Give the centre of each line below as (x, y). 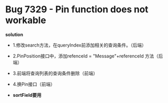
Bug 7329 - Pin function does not (77, 9)
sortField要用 (27, 95)
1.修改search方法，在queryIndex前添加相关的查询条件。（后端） (79, 45)
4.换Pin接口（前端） (34, 84)
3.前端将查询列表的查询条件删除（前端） (55, 73)
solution (14, 34)
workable (26, 20)
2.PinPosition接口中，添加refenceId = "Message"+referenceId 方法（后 (88, 56)
